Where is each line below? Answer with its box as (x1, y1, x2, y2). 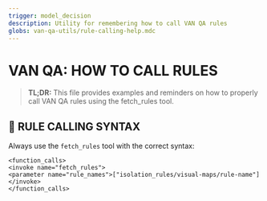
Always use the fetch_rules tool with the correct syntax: (8, 142, 195, 151)
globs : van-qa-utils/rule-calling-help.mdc (8, 27, 156, 35)
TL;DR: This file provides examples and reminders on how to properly (27, 88, 258, 97)
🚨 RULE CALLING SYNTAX (8, 120, 140, 133)
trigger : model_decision (8, 11, 91, 20)
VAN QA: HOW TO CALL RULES (8, 61, 218, 80)
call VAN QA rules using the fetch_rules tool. (27, 96, 175, 106)
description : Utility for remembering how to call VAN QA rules (8, 19, 228, 27)
